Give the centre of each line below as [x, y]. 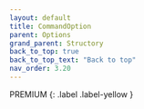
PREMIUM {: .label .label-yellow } [72, 94]
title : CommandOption [51, 26]
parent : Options [40, 35]
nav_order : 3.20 [40, 69]
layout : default [40, 18]
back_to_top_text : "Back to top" [73, 60]
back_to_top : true [44, 52]
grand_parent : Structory [57, 43]
